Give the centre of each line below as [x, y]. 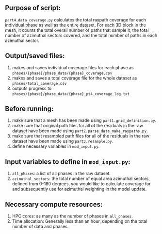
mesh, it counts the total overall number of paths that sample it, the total [77, 30]
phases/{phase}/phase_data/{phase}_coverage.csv [62, 73]
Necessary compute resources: [54, 204]
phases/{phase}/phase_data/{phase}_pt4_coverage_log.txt [71, 94]
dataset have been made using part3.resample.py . [62, 141]
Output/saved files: [35, 56]
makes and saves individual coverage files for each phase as [73, 67]
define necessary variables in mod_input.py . [56, 146]
